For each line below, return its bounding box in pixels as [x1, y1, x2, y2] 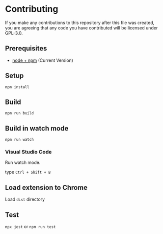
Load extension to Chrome [5, 183, 87, 192]
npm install [5, 84, 29, 89]
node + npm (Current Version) [12, 57, 74, 63]
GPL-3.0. [5, 30, 23, 36]
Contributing [5, 3, 58, 15]
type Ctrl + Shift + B [5, 169, 51, 175]
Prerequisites [5, 44, 47, 52]
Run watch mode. [5, 159, 41, 165]
